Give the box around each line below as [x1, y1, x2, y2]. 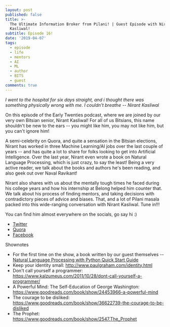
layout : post [5, 7, 33, 13]
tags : [5, 40, 17, 46]
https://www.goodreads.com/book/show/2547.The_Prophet [12, 316, 137, 322]
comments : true [5, 83, 37, 88]
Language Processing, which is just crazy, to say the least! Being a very [5, 159, 155, 165]
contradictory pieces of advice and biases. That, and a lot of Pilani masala [5, 196, 159, 202]
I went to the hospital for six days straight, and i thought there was [5, 97, 144, 103]
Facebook [12, 231, 34, 238]
